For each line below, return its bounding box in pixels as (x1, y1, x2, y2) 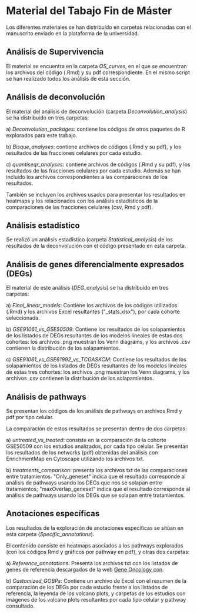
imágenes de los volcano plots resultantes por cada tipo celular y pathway (6, 596, 186, 603)
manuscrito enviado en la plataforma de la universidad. (6, 29, 139, 36)
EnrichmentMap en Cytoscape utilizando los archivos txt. (6, 455, 145, 462)
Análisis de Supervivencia (6, 47, 104, 57)
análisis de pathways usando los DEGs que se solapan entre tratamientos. (6, 492, 185, 499)
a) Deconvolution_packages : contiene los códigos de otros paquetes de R (6, 125, 185, 132)
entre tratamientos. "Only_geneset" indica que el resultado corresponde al (6, 473, 186, 480)
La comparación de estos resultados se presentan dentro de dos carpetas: (6, 425, 187, 432)
